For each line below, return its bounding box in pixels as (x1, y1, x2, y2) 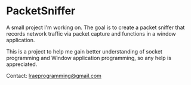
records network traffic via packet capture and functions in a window (6, 30, 176, 37)
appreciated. (6, 61, 38, 68)
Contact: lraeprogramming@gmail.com (6, 72, 101, 79)
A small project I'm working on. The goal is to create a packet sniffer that (6, 24, 185, 31)
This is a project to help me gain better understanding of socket (6, 48, 163, 55)
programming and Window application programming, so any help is (6, 54, 172, 61)
